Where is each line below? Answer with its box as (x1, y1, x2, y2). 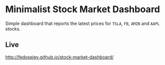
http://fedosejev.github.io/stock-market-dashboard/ (5, 54, 114, 60)
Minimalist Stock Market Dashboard (5, 4, 160, 15)
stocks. (5, 25, 21, 31)
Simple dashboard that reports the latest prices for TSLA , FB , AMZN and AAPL (5, 20, 160, 26)
